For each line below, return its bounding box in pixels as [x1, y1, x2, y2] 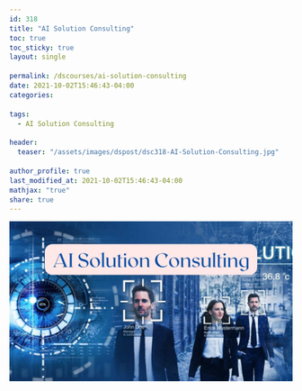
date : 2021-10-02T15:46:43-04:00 [9, 81, 135, 90]
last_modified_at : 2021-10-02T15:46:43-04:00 [9, 176, 182, 185]
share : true [9, 195, 54, 205]
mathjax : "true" [9, 186, 70, 195]
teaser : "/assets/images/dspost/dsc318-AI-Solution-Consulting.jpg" [17, 148, 280, 157]
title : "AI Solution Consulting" [9, 23, 135, 33]
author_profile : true [9, 167, 91, 176]
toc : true [9, 33, 47, 42]
